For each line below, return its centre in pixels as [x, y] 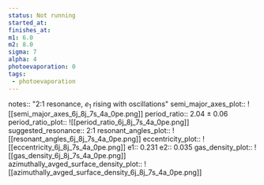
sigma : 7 [23, 52]
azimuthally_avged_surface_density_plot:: [75, 164]
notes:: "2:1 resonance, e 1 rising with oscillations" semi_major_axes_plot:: [127, 105]
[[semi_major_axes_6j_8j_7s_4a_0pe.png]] [76, 114]
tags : [17, 74]
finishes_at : [30, 30]
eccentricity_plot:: [172, 139]
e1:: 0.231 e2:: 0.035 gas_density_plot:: [190, 147]
